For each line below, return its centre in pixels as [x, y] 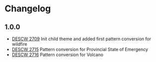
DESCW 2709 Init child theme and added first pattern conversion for [81, 39]
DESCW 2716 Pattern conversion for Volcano [57, 55]
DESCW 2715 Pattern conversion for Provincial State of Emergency [80, 49]
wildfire [20, 44]
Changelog [28, 9]
